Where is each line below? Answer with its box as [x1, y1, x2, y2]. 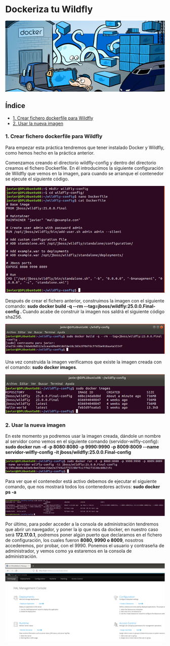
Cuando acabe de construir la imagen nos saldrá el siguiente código [22, 309, 165, 315]
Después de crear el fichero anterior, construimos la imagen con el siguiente [5, 298, 164, 304]
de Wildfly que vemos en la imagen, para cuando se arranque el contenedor [5, 170, 164, 176]
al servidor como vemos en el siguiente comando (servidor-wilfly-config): [5, 438, 159, 444]
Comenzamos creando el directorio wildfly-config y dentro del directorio [5, 160, 156, 166]
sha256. [5, 314, 22, 320]
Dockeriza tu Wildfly [5, 4, 93, 15]
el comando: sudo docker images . [5, 364, 77, 370]
